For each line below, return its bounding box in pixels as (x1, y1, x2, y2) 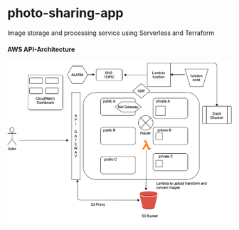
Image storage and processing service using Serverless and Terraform (7, 28, 215, 37)
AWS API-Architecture (7, 45, 75, 53)
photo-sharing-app (7, 5, 124, 21)
